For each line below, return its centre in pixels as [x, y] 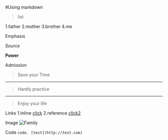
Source [12, 46]
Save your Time [33, 75]
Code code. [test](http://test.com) [44, 132]
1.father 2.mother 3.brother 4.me [39, 26]
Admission [16, 65]
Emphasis [15, 36]
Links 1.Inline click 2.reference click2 [43, 113]
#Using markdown [24, 7]
